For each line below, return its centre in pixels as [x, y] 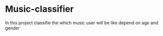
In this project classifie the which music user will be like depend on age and [82, 23]
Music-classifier [39, 9]
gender [13, 28]
